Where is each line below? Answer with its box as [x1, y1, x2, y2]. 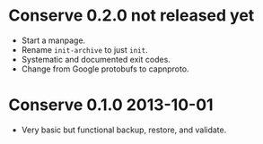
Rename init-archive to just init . [21, 44, 149, 55]
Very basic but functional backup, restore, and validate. [21, 124, 227, 135]
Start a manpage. [21, 35, 86, 46]
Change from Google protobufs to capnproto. [21, 64, 189, 74]
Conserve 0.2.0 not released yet [8, 5, 255, 26]
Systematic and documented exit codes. [21, 54, 171, 64]
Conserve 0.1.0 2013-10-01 [8, 95, 214, 115]
